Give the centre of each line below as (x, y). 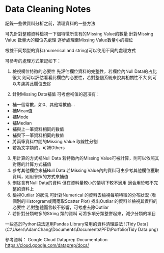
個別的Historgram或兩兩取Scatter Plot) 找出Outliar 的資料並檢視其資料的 (85, 201)
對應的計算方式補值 (32, 164)
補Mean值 (22, 111)
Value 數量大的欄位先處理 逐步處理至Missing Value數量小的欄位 (69, 40)
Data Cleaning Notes (48, 9)
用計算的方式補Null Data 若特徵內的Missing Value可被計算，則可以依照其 (86, 158)
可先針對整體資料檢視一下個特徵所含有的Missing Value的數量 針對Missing (79, 33)
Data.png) (148, 229)
